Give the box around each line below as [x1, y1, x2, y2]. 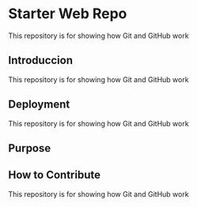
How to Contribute [8, 168, 101, 182]
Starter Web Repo [8, 5, 127, 23]
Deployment [8, 98, 70, 111]
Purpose [8, 141, 51, 155]
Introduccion [8, 54, 74, 67]
